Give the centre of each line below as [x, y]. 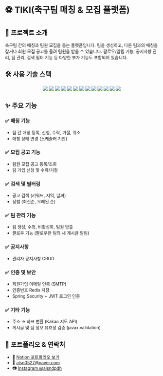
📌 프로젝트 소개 [26, 32]
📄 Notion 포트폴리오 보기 [36, 357]
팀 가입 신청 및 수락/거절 [35, 170]
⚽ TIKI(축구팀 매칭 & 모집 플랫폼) [67, 10]
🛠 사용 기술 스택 [28, 74]
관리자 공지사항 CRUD [33, 258]
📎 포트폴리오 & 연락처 [35, 345]
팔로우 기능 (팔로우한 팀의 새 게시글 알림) [51, 233]
